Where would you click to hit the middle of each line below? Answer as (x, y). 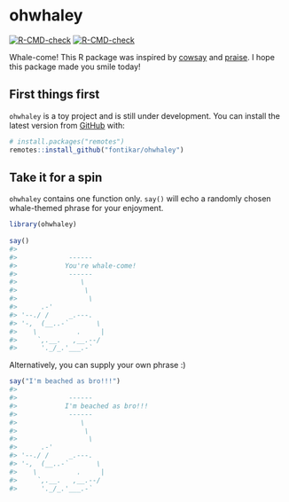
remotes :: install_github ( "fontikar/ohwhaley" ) (97, 150)
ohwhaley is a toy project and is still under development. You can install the (145, 115)
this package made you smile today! (75, 67)
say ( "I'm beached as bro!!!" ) (65, 381)
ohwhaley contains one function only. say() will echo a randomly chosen (141, 199)
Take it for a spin (56, 177)
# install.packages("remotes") (67, 141)
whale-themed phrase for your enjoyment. (86, 208)
